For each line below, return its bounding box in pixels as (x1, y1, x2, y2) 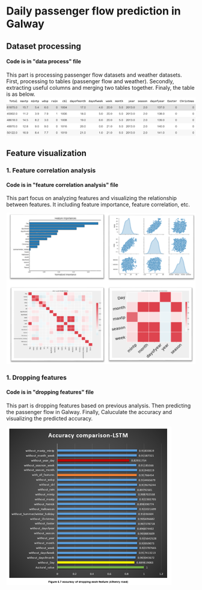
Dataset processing (6, 41, 81, 51)
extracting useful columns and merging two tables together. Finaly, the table (6, 84, 195, 91)
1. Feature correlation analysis (6, 166, 96, 175)
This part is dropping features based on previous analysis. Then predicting (6, 402, 191, 409)
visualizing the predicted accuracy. (6, 415, 93, 422)
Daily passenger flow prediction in (6, 4, 182, 18)
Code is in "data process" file (6, 58, 81, 65)
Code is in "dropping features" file (6, 388, 94, 395)
